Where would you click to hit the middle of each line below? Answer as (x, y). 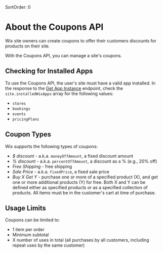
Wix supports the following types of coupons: (51, 146)
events (19, 114)
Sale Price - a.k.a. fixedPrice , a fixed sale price (61, 171)
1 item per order (28, 230)
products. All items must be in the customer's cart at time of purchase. (84, 193)
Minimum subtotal (31, 235)
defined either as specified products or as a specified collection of (80, 187)
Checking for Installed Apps (49, 71)
